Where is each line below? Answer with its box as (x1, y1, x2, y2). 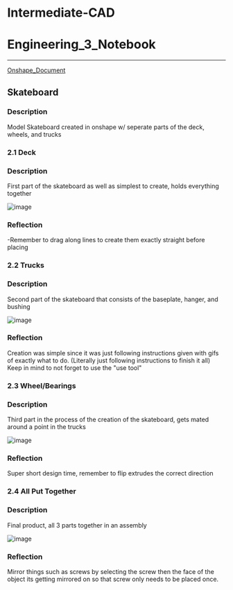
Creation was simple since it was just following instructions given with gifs (7, 348, 219, 357)
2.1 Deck (7, 147, 36, 157)
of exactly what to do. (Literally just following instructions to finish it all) (7, 356, 211, 364)
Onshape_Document (7, 66, 66, 74)
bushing (7, 302, 31, 310)
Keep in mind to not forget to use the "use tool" (7, 363, 142, 372)
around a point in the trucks (7, 423, 87, 431)
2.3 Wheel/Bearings (7, 380, 76, 390)
